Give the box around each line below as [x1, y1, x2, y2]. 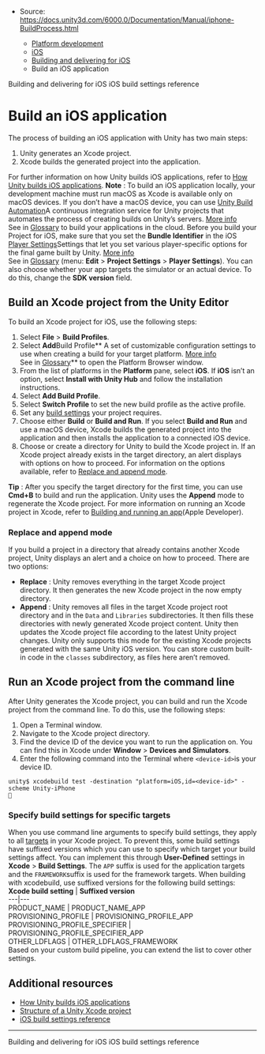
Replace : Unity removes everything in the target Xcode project [19, 577, 226, 587]
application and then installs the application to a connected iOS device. [19, 433, 251, 442]
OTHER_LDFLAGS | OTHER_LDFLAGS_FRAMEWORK [8, 937, 178, 946]
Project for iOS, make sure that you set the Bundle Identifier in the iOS [8, 231, 237, 240]
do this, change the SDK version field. [8, 273, 132, 282]
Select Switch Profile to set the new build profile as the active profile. [19, 399, 246, 409]
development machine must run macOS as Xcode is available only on [8, 189, 233, 198]
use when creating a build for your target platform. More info [19, 349, 217, 358]
